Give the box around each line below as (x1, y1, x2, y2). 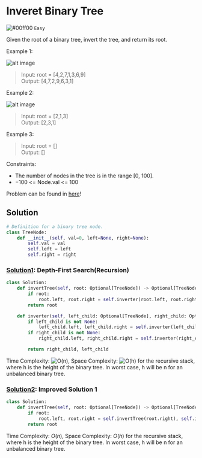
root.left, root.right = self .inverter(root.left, (38, 296, 168, 302)
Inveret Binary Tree (6, 4, 104, 18)
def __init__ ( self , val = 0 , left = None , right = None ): (17, 235, 149, 241)
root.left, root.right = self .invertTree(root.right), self (38, 415, 192, 422)
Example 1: (6, 47, 33, 55)
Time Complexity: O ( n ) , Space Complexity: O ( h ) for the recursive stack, (6, 432, 183, 439)
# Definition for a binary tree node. (6, 223, 103, 230)
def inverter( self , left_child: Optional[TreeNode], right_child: (17, 313, 187, 319)
